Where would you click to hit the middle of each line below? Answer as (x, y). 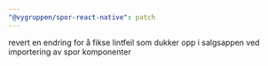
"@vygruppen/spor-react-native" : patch (82, 17)
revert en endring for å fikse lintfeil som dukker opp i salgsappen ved (134, 42)
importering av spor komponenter (70, 51)
